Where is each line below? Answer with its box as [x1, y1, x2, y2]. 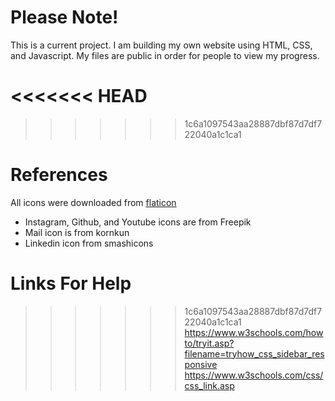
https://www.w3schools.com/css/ [184, 369, 324, 381]
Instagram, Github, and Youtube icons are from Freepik [24, 216, 252, 228]
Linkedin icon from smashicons [24, 237, 154, 249]
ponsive [184, 358, 218, 370]
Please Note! [10, 6, 119, 29]
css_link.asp [184, 379, 235, 391]
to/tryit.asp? [184, 337, 235, 349]
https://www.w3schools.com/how [184, 326, 324, 338]
